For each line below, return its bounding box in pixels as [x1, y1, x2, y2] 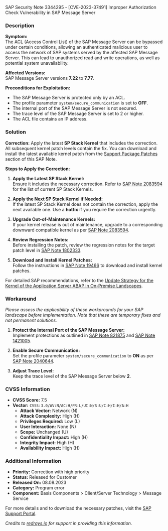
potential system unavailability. [5, 60, 69, 66]
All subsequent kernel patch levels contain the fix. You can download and [5, 145, 157, 151]
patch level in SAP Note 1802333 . [12, 247, 82, 253]
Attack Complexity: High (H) [20, 413, 80, 419]
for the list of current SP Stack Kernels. [12, 186, 93, 192]
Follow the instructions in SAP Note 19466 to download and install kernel [12, 262, 162, 268]
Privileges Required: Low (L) [20, 419, 80, 425]
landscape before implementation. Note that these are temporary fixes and [5, 312, 161, 318]
